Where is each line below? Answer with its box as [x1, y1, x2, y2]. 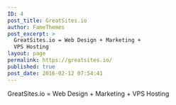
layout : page [7, 50, 46, 57]
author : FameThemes [7, 23, 65, 31]
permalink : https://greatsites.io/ [7, 57, 113, 64]
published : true [7, 63, 55, 70]
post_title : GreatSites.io [7, 17, 87, 24]
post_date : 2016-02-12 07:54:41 [7, 70, 103, 77]
